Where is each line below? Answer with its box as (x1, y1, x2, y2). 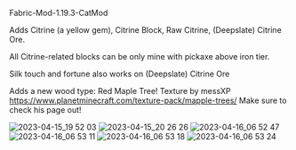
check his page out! (9, 105, 82, 114)
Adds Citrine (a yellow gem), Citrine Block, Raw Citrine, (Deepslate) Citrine (9, 25, 282, 35)
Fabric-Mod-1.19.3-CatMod (9, 8, 108, 18)
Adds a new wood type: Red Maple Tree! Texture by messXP (9, 86, 231, 96)
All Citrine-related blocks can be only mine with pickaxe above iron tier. (9, 51, 270, 61)
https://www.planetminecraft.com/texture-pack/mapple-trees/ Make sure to (9, 95, 287, 106)
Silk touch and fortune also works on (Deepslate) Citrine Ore (9, 68, 230, 79)
